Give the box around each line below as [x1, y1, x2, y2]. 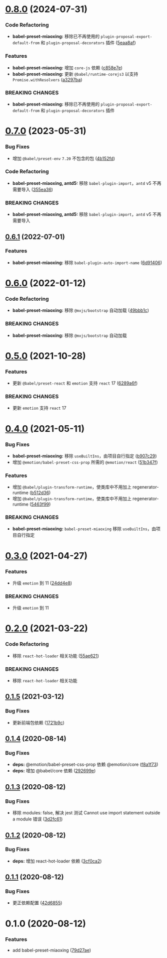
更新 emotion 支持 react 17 [12, 405, 66, 411]
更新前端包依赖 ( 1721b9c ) [12, 720, 65, 726]
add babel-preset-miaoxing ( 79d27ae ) [12, 947, 91, 953]
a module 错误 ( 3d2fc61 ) [12, 816, 63, 822]
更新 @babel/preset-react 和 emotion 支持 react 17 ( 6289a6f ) [12, 380, 138, 386]
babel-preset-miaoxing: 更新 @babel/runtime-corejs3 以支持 [12, 71, 138, 77]
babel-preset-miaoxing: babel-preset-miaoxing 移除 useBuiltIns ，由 [12, 526, 156, 532]
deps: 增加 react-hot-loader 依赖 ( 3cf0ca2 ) [12, 858, 102, 864]
